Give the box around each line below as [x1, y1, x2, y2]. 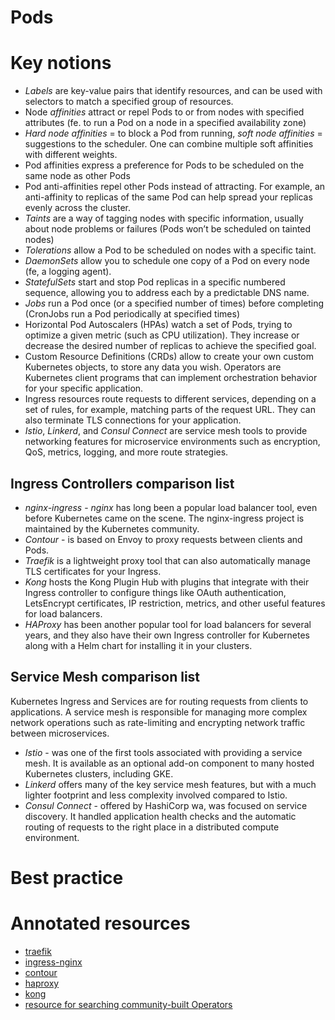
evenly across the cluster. [24, 202, 132, 214]
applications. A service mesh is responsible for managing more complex [10, 706, 308, 718]
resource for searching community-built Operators [24, 998, 233, 1010]
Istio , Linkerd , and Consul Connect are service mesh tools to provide [24, 425, 308, 437]
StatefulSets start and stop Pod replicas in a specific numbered [24, 276, 286, 288]
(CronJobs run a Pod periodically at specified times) [24, 308, 241, 320]
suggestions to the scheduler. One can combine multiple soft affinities [24, 138, 314, 150]
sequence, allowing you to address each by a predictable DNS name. [24, 287, 310, 299]
